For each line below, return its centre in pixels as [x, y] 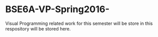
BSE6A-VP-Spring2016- [58, 9]
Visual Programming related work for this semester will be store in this [79, 23]
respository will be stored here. [38, 28]
